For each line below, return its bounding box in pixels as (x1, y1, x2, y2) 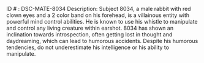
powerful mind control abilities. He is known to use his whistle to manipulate (6, 18, 198, 25)
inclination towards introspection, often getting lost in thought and (6, 31, 173, 38)
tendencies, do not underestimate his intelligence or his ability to (6, 44, 170, 51)
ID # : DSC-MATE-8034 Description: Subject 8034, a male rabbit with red (6, 5, 191, 12)
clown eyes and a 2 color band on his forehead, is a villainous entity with (6, 12, 190, 19)
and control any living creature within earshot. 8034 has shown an (6, 24, 173, 31)
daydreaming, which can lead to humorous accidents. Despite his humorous (6, 38, 198, 44)
